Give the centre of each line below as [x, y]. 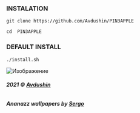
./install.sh [23, 60]
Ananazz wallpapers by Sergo [45, 103]
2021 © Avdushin [28, 85]
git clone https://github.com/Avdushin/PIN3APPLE [70, 21]
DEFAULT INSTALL [34, 47]
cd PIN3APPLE [24, 32]
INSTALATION [27, 9]
